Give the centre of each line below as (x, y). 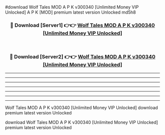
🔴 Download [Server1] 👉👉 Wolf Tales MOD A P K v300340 (82, 25)
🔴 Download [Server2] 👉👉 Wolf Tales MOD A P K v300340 (82, 57)
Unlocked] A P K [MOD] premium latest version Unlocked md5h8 (70, 12)
